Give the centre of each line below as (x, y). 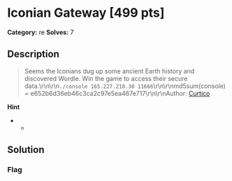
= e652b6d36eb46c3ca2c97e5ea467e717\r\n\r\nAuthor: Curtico (117, 93)
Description (33, 54)
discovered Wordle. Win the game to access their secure (106, 78)
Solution (26, 150)
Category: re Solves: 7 (41, 32)
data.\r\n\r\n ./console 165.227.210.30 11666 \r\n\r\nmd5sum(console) (125, 86)
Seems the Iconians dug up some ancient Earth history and (109, 71)
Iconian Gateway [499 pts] (86, 13)
